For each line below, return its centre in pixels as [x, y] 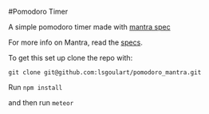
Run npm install [35, 87]
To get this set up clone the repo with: [71, 58]
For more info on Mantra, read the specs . [76, 42]
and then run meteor [41, 102]
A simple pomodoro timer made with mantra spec [89, 27]
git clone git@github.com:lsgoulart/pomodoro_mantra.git [105, 73]
